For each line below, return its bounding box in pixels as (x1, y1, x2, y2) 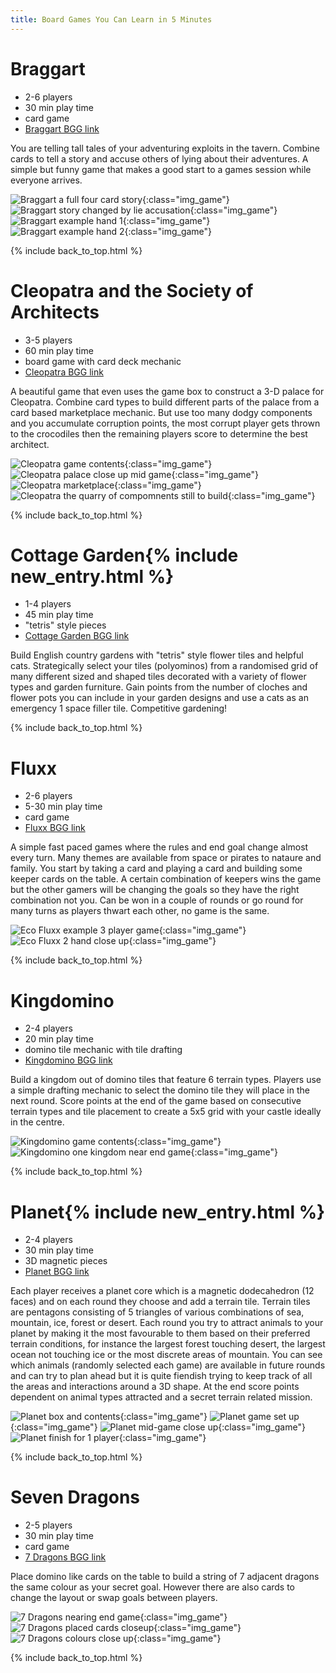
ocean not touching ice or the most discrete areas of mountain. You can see (10, 1349, 323, 1361)
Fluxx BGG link (24, 822, 86, 834)
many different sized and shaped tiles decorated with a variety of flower (10, 671, 307, 683)
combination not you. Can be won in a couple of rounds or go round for (10, 894, 304, 906)
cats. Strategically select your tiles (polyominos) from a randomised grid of (10, 660, 319, 672)
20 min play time (24, 1033, 94, 1045)
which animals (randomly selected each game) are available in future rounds (10, 1359, 326, 1371)
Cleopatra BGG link (24, 366, 104, 378)
